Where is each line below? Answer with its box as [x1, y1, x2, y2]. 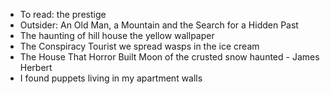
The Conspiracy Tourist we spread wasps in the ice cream [19, 40, 260, 52]
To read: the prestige [19, 9, 107, 20]
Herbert [19, 62, 53, 73]
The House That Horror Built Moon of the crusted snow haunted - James [19, 51, 320, 63]
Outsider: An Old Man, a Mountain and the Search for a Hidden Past [19, 19, 299, 31]
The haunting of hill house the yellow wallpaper [19, 30, 215, 41]
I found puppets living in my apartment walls [19, 72, 203, 84]
